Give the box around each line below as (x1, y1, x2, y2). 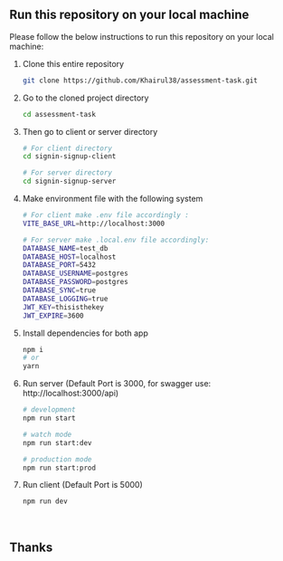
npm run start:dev (22, 438, 92, 447)
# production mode (22, 454, 92, 464)
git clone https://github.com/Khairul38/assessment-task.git (22, 76, 259, 85)
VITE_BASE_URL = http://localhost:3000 (22, 219, 165, 228)
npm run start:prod (22, 463, 97, 472)
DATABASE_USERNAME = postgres (22, 269, 128, 279)
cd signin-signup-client (22, 152, 117, 161)
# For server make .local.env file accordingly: (22, 235, 210, 244)
